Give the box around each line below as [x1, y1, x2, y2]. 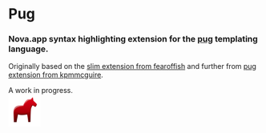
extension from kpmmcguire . [8, 70, 104, 80]
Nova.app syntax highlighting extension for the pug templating [8, 34, 258, 45]
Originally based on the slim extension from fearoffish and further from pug [8, 62, 256, 71]
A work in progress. [8, 86, 74, 95]
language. [8, 43, 49, 54]
